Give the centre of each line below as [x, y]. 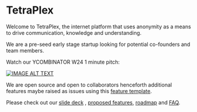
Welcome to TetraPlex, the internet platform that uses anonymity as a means [98, 27]
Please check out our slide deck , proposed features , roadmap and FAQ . [93, 102]
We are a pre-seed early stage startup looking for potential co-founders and [98, 44]
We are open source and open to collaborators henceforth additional [89, 85]
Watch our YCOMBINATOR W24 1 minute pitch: [63, 62]
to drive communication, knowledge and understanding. [74, 32]
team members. [25, 50]
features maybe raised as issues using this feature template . [79, 91]
